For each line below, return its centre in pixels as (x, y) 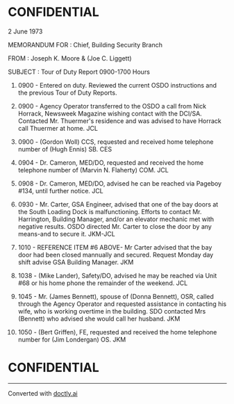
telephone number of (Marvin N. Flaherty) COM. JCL (93, 170)
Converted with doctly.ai (43, 393)
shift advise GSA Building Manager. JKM (76, 262)
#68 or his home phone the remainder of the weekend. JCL (103, 283)
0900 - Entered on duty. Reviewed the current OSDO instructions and (117, 85)
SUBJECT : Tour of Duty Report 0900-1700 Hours (79, 72)
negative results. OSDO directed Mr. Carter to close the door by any (115, 226)
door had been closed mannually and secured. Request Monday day (116, 254)
